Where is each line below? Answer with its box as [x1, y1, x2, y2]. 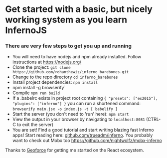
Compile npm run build [12, 90, 60, 96]
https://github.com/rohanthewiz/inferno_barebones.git [12, 70, 129, 75]
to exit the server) [16, 122, 54, 128]
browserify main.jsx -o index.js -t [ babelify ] [12, 107, 118, 112]
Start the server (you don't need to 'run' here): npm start [12, 111, 129, 117]
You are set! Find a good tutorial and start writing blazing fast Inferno [12, 127, 154, 133]
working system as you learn [5, 14, 128, 25]
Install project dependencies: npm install [12, 79, 98, 85]
